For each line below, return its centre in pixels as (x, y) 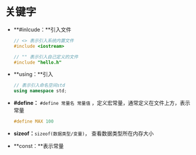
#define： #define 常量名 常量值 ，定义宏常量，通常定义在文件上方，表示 (102, 103)
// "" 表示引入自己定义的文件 (46, 57)
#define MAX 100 (33, 121)
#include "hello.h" (38, 62)
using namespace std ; (40, 91)
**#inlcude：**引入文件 (42, 29)
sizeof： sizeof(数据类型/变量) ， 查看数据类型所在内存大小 (83, 134)
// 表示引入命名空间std (39, 85)
